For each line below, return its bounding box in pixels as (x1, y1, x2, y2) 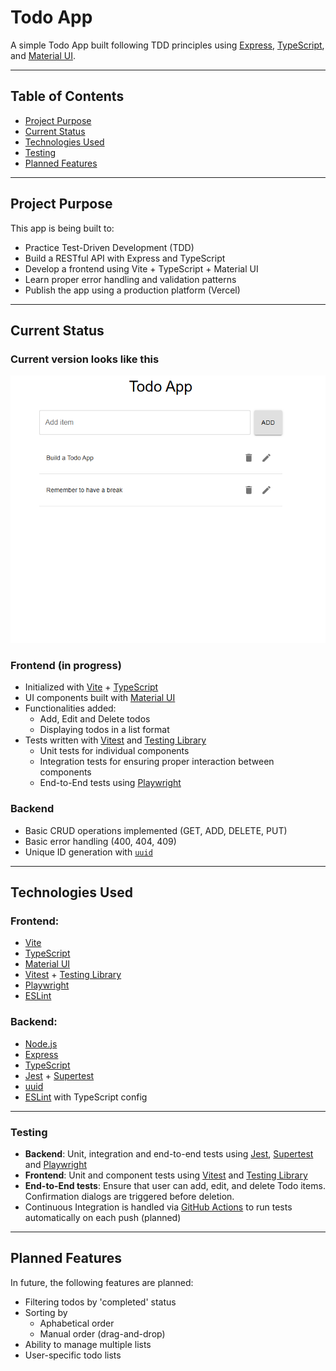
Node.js (24, 1037, 58, 1050)
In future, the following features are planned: (10, 1276, 194, 1288)
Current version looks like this (10, 352, 160, 366)
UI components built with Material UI (24, 692, 176, 704)
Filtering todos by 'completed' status (24, 1296, 177, 1308)
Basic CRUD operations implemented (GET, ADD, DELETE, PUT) (24, 824, 288, 836)
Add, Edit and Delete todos (39, 713, 151, 725)
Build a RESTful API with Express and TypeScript (24, 252, 226, 264)
